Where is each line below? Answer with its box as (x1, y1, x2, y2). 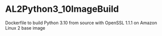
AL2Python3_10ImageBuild (5, 3, 119, 15)
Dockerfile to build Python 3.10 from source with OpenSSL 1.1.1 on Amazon (5, 20, 158, 26)
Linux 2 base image (5, 25, 46, 31)
